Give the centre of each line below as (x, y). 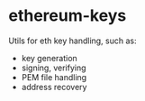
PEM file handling (54, 77)
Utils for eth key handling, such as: (72, 41)
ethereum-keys (68, 16)
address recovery (54, 87)
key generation (49, 58)
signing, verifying (54, 68)
